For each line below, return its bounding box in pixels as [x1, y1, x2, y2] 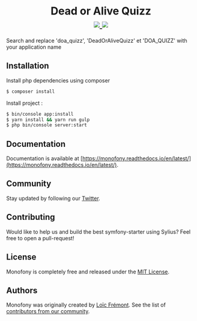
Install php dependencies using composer [6, 76, 110, 84]
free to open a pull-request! [6, 234, 74, 242]
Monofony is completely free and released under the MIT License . [6, 268, 170, 275]
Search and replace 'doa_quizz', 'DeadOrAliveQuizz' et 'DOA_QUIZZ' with [6, 37, 187, 44]
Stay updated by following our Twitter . [6, 195, 100, 202]
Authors [6, 285, 38, 296]
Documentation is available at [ [6, 155, 83, 162]
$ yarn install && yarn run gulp [6, 116, 90, 123]
